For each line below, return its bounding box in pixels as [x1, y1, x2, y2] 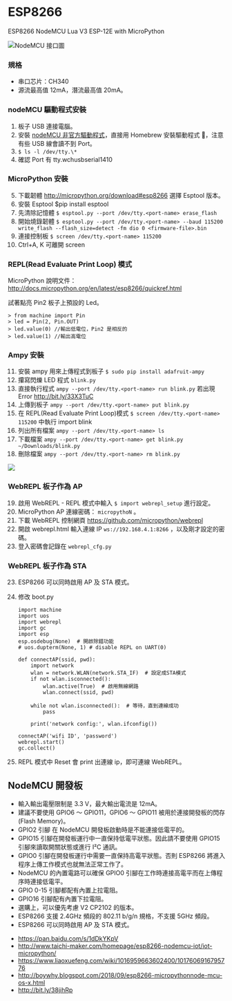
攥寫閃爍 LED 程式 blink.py [17, 376, 96, 384]
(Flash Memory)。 [17, 816, 70, 825]
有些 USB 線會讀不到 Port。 [17, 139, 96, 147]
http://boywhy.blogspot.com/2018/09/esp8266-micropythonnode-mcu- [17, 971, 223, 979]
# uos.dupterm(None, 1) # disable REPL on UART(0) [17, 644, 167, 651]
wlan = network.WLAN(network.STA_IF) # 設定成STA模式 [30, 670, 186, 677]
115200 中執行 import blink [17, 418, 93, 426]
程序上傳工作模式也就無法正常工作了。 [17, 860, 127, 868]
